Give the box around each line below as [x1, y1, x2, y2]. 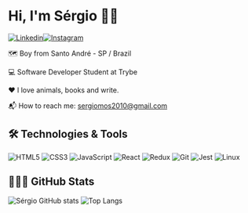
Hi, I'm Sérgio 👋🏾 [8, 7, 119, 25]
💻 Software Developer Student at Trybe [8, 67, 138, 77]
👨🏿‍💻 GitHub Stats [8, 175, 95, 189]
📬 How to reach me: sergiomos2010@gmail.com [8, 101, 168, 110]
